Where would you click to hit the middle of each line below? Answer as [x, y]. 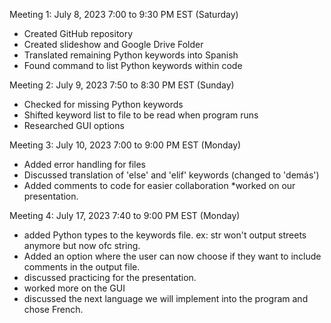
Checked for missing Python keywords [103, 104]
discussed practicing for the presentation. [110, 277]
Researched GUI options [74, 125]
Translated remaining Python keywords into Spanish [131, 55]
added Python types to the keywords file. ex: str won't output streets [165, 235]
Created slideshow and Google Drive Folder [113, 44]
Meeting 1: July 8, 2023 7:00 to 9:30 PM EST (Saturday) [124, 14]
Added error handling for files [85, 164]
